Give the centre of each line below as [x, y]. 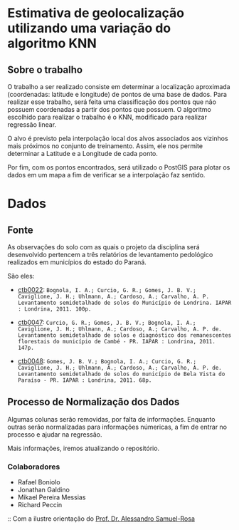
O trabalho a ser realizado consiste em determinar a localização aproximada [119, 87]
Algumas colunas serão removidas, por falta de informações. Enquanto [111, 419]
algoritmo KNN [52, 43]
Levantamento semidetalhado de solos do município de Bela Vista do [121, 374]
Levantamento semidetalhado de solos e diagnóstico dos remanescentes [124, 336]
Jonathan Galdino [43, 490]
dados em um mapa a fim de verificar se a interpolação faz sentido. [106, 175]
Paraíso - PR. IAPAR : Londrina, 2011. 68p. [85, 380]
